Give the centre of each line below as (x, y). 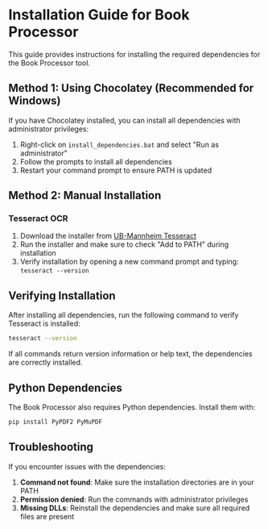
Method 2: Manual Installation (85, 196)
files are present (47, 516)
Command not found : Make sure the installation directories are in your (137, 482)
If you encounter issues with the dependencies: (87, 466)
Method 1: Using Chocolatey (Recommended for (131, 88)
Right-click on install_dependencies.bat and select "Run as (120, 144)
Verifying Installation (62, 296)
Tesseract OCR (38, 219)
